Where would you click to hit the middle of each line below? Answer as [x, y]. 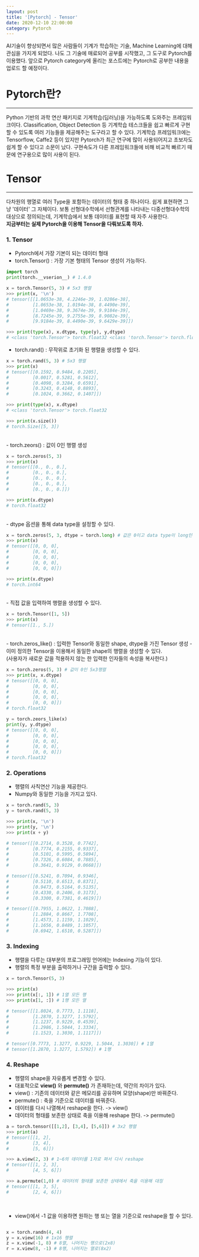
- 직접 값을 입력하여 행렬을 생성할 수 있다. [54, 603]
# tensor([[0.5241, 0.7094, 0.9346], [53, 876]
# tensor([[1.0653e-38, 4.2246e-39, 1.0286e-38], [69, 299]
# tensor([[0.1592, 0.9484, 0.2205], [53, 372]
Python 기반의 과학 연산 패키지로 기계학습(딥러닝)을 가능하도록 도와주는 [89, 118]
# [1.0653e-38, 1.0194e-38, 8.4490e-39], [69, 305]
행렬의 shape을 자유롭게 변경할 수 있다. [60, 1078]
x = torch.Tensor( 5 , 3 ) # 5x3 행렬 [49, 289]
